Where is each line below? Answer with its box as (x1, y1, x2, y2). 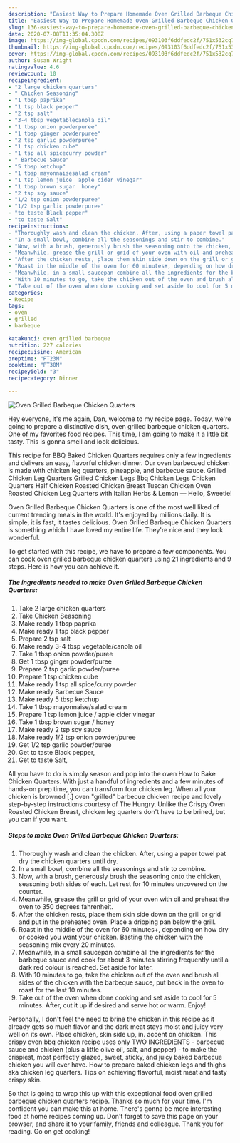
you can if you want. (8, 815, 68, 823)
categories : (8, 289, 43, 296)
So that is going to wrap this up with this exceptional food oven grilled (8, 1089, 213, 1097)
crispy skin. (8, 1075, 42, 1084)
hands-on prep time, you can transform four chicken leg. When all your (8, 784, 216, 793)
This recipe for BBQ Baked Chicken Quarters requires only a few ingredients (8, 451, 231, 459)
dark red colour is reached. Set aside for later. (18, 962, 154, 971)
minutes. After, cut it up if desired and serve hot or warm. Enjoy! (18, 1000, 206, 1010)
